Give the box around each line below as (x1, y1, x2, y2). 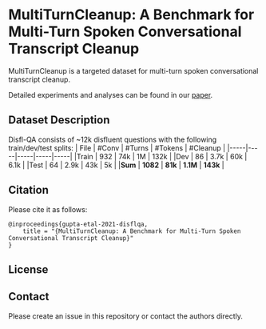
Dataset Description (8, 114, 110, 127)
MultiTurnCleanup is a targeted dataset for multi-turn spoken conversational (8, 66, 259, 75)
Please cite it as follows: (8, 204, 88, 214)
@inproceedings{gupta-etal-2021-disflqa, (8, 220, 149, 228)
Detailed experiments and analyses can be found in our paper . (8, 90, 213, 99)
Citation (8, 183, 50, 197)
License (8, 263, 49, 276)
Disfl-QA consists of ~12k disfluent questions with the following (8, 134, 217, 144)
